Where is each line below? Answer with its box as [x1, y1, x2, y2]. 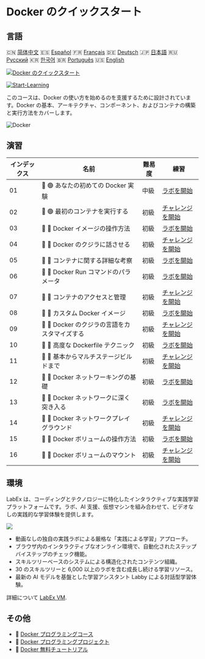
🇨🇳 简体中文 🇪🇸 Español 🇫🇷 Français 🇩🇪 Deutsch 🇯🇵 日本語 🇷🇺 [6, 49, 178, 56]
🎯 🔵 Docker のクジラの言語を [41, 320, 124, 329]
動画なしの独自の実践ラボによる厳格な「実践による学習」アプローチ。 [15, 535, 192, 542]
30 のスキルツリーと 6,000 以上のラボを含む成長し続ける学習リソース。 [15, 565, 196, 573]
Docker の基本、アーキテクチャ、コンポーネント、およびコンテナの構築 [16, 101, 196, 109]
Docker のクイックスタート [6, 5, 142, 19]
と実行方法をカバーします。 [6, 109, 76, 116]
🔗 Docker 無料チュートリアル [15, 646, 88, 653]
